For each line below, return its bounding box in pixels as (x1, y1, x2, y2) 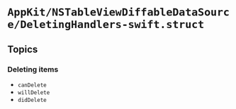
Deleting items (7, 64, 59, 74)
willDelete (17, 89, 50, 96)
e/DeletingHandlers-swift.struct (7, 18, 205, 32)
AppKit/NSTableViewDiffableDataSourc (7, 6, 230, 19)
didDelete (17, 96, 47, 103)
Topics (7, 43, 38, 55)
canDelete (17, 82, 47, 89)
